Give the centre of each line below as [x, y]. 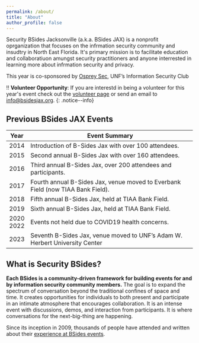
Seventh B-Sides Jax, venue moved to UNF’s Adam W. [106, 236]
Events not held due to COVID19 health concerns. [100, 222]
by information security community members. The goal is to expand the [96, 285]
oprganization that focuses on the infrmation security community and [91, 46]
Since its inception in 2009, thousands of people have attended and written [98, 328]
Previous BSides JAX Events [60, 119]
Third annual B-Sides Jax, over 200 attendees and [101, 165]
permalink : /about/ [30, 12]
